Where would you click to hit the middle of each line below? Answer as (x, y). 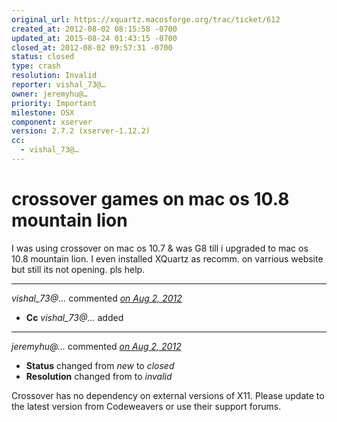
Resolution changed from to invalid (99, 376)
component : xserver (52, 122)
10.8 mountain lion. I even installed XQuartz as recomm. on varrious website (167, 258)
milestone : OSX (43, 112)
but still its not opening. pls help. (78, 269)
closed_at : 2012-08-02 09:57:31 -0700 (92, 47)
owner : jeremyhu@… (49, 94)
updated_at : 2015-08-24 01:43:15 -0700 (94, 38)
